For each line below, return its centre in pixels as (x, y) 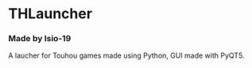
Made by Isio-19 (40, 39)
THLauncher (50, 14)
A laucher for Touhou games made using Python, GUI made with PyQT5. (126, 55)
